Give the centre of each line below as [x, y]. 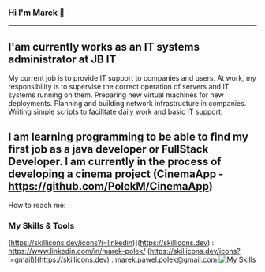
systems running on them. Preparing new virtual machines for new [116, 95]
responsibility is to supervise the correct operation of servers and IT [119, 87]
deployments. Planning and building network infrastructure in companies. [127, 104]
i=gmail [21, 259]
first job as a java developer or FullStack [108, 149]
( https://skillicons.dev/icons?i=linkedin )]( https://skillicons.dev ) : [111, 243]
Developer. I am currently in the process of [115, 161]
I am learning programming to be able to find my [128, 136]
